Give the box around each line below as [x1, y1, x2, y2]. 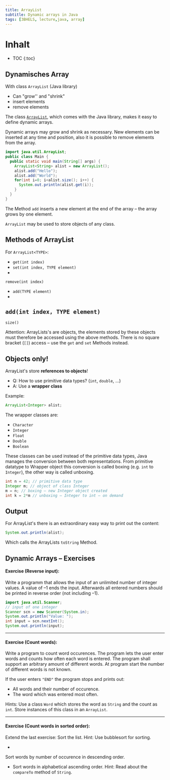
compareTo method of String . [12, 769, 72, 775]
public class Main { [5, 154, 49, 159]
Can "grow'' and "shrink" [12, 93, 65, 99]
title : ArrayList [5, 7, 42, 13]
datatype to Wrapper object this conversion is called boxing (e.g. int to [5, 464, 154, 470]
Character [12, 423, 34, 428]
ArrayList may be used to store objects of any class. [5, 221, 115, 227]
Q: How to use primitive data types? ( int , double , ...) [12, 378, 121, 384]
